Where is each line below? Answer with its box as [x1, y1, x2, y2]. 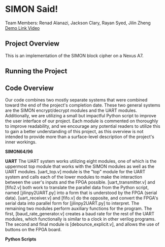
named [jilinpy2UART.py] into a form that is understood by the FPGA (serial [5, 190, 158, 196]
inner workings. [5, 139, 37, 145]
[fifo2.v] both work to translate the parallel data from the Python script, [5, 184, 149, 190]
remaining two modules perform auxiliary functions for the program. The [5, 205, 152, 211]
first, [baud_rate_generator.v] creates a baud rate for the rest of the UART [5, 210, 155, 216]
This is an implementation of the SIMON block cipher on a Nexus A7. [5, 52, 144, 58]
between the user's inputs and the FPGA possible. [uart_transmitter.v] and [5, 179, 155, 185]
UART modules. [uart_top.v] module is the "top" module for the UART [5, 168, 146, 174]
